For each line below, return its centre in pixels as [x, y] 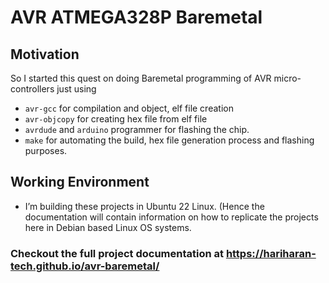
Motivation [45, 54]
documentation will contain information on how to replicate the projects [171, 217]
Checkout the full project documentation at [117, 253]
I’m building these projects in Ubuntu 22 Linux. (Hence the [144, 206]
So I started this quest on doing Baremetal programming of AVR [141, 78]
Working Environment [80, 182]
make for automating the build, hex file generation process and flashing [169, 140]
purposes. [46, 150]
